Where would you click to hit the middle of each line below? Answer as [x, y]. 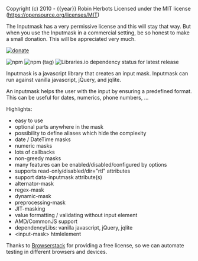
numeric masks [33, 146]
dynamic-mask [33, 196]
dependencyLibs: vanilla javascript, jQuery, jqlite [74, 227]
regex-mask [29, 190]
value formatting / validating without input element [76, 215]
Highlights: [19, 109]
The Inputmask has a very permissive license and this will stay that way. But [98, 26]
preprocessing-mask [40, 202]
